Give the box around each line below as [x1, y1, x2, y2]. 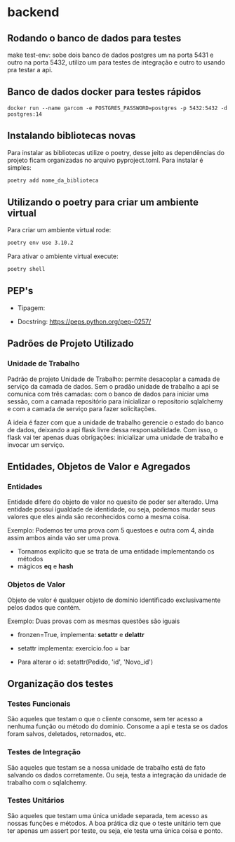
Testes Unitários [7, 796, 65, 806]
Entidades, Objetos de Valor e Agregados [7, 460, 191, 472]
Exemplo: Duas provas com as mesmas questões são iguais [7, 617, 180, 625]
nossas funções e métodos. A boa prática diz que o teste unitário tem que [7, 819, 221, 827]
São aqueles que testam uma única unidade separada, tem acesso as [7, 811, 208, 820]
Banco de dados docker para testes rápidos [7, 86, 201, 98]
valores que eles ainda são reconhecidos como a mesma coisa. [7, 513, 191, 521]
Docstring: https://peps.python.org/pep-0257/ [17, 317, 152, 326]
